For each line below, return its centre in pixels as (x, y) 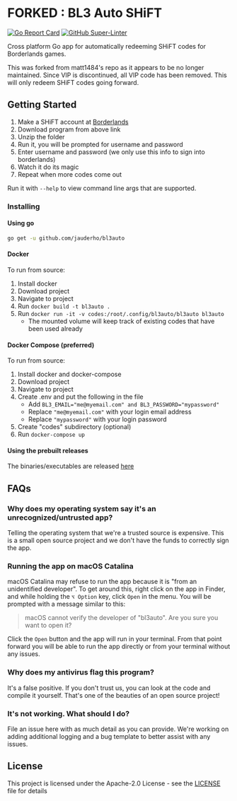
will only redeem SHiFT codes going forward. (73, 82)
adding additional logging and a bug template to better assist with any (109, 736)
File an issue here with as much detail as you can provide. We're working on (118, 729)
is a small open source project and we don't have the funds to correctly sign (118, 540)
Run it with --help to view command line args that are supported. (102, 188)
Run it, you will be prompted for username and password (100, 144)
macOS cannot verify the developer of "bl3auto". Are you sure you (121, 618)
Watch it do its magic (48, 167)
